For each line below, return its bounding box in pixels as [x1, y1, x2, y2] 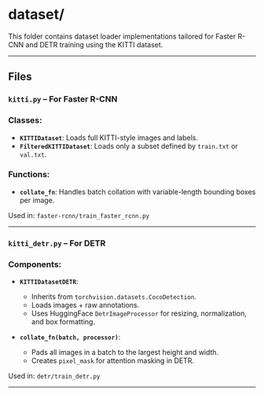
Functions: [8, 169, 50, 180]
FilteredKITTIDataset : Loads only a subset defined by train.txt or [19, 141, 238, 150]
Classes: [8, 115, 42, 126]
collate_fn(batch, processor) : [19, 332, 121, 342]
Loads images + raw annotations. [31, 301, 140, 310]
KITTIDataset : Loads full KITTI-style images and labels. [19, 132, 199, 142]
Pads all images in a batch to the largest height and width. [31, 348, 219, 357]
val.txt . [19, 150, 47, 159]
